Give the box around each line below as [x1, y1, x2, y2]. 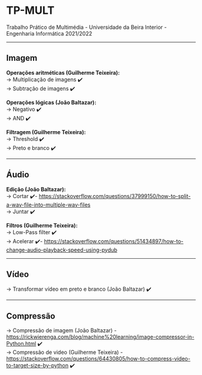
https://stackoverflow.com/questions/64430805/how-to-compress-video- [6, 355, 191, 362]
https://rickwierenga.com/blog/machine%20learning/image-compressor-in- [6, 333, 195, 341]
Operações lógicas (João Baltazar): [6, 99, 97, 106]
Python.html [6, 340, 37, 347]
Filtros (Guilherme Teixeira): [6, 222, 78, 229]
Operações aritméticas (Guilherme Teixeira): [6, 69, 120, 76]
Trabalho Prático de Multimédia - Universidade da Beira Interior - [6, 23, 167, 31]
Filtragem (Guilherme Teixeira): [6, 128, 86, 135]
